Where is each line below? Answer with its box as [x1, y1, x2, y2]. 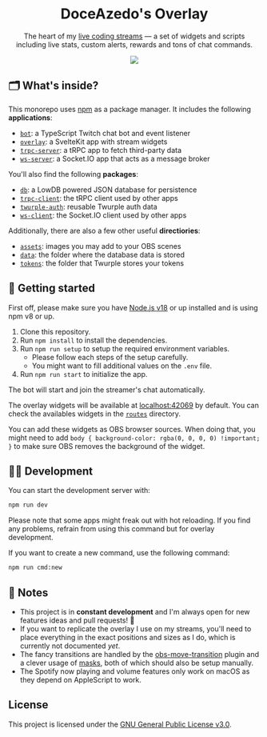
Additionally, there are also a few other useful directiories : [8, 226, 201, 235]
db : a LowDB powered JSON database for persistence [19, 185, 197, 194]
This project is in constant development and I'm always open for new [19, 607, 250, 616]
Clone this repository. [19, 326, 91, 336]
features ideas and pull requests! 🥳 [19, 615, 135, 625]
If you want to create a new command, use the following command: [8, 548, 230, 558]
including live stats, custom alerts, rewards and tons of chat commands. [15, 39, 253, 49]
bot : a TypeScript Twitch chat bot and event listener [19, 128, 191, 138]
